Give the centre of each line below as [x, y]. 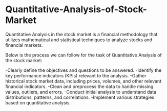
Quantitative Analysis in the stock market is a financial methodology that [81, 34]
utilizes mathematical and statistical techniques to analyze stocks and [79, 40]
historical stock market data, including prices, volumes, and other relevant [83, 81]
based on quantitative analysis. [38, 102]
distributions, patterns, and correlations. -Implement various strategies [80, 97]
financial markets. [24, 45]
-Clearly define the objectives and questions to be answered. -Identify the [83, 70]
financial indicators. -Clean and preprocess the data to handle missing [79, 86]
